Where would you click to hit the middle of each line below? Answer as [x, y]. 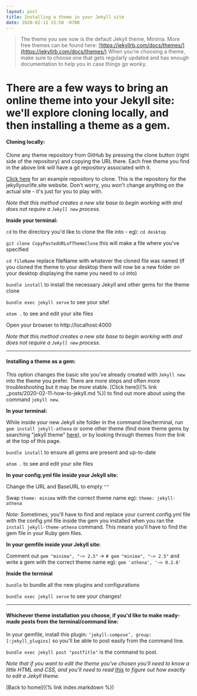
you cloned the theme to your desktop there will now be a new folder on [93, 267]
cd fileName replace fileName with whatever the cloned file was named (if [95, 260]
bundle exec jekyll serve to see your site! [58, 302]
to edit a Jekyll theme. [33, 676]
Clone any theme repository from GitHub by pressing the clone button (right [98, 155]
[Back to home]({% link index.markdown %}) [60, 687]
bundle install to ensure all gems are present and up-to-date [81, 452]
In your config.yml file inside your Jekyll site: [62, 475]
